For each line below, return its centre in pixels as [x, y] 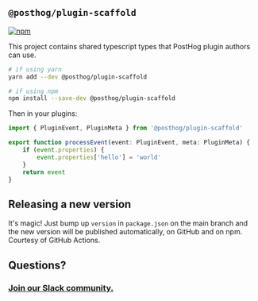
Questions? [37, 265]
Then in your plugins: [43, 114]
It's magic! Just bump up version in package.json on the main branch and [128, 223]
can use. [23, 55]
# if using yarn [35, 69]
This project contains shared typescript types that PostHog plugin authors [129, 46]
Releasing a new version [70, 204]
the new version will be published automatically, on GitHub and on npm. [125, 232]
